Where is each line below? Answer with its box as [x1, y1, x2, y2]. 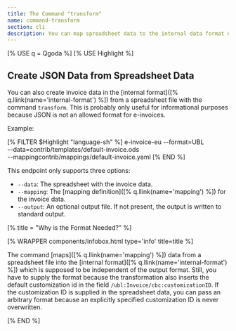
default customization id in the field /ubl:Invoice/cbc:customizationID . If [7, 280, 219, 289]
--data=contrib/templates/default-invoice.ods [7, 145, 140, 154]
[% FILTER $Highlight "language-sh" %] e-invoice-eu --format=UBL [7, 138, 204, 146]
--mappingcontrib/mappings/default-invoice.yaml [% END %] [7, 152, 186, 162]
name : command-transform [7, 17, 80, 24]
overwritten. [7, 303, 43, 311]
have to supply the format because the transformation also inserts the [7, 273, 209, 282]
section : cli [7, 23, 46, 30]
